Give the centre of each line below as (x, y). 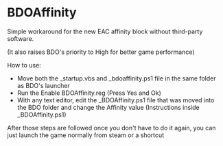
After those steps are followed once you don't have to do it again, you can (111, 128)
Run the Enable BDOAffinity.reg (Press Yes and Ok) (89, 93)
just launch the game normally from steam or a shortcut (86, 135)
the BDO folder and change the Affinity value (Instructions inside (108, 107)
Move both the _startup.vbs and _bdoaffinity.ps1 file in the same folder (116, 78)
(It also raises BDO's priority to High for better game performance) (101, 52)
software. (21, 38)
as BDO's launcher (43, 85)
